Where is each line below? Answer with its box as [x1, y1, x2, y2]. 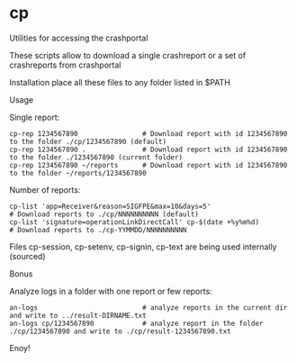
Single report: [9, 112, 60, 122]
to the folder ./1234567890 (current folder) [9, 152, 183, 162]
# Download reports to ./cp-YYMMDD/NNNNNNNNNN [9, 225, 187, 234]
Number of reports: [9, 184, 81, 195]
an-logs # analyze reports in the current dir [9, 303, 288, 312]
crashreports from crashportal [9, 59, 121, 70]
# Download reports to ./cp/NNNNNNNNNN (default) [9, 210, 200, 219]
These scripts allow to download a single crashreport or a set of [9, 50, 247, 60]
